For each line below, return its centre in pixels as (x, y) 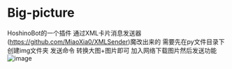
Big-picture (41, 13)
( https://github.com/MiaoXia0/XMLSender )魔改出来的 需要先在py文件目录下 (116, 41)
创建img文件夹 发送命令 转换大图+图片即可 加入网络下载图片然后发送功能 (112, 50)
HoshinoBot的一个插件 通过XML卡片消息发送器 (74, 33)
